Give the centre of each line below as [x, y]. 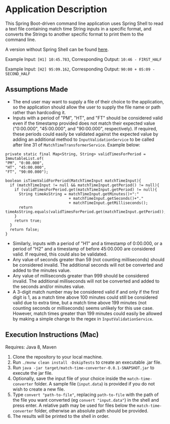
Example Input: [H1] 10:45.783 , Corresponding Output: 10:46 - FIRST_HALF [83, 59]
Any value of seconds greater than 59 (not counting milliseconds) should [89, 259]
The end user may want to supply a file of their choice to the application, [88, 101]
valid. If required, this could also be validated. [60, 254]
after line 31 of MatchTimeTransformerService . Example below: [76, 145]
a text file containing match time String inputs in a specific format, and [78, 28]
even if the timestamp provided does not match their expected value [84, 123]
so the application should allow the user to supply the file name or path [87, 107]
